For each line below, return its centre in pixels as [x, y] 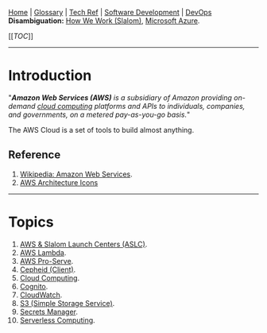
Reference [35, 155]
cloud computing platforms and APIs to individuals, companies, [141, 106]
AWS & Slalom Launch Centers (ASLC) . [83, 244]
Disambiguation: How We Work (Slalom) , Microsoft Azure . [104, 21]
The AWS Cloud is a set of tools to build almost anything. [101, 130]
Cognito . [34, 286]
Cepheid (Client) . [48, 269]
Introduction [50, 76]
